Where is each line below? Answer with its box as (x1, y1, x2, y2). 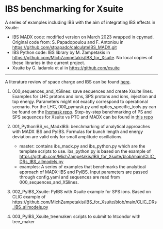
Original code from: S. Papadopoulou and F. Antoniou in (12, 39, 124, 45)
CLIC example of (12, 194, 46, 199)
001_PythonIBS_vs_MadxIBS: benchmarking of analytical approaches (12, 123, 150, 129)
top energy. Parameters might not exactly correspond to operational (12, 98, 148, 104)
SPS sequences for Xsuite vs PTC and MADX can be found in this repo (12, 114, 153, 120)
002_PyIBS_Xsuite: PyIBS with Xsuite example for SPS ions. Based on (12, 188, 151, 195)
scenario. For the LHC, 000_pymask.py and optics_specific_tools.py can (12, 103, 156, 110)
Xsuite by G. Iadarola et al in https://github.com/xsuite (12, 65, 120, 71)
